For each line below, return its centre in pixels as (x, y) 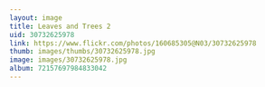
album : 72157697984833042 (58, 69)
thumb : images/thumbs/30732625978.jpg (82, 52)
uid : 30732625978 (42, 34)
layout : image (36, 18)
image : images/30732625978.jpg (68, 60)
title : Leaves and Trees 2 (60, 26)
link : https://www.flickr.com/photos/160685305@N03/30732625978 (133, 43)
